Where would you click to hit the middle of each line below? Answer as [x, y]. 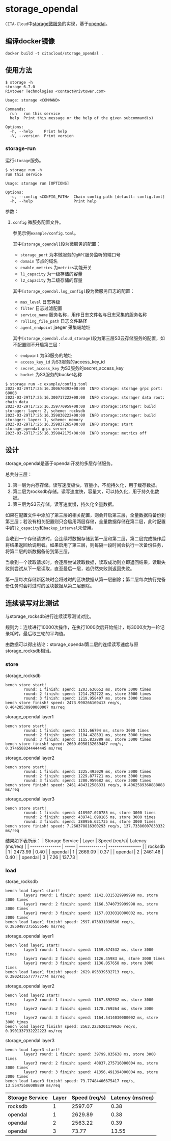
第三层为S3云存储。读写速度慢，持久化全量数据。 [65, 504]
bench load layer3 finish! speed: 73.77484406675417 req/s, [70, 1081]
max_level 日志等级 [40, 302]
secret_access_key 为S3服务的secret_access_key [72, 368]
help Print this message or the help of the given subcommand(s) [82, 118]
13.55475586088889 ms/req [33, 1086]
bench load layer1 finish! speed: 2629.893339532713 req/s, [70, 972]
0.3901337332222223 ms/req [34, 1031]
